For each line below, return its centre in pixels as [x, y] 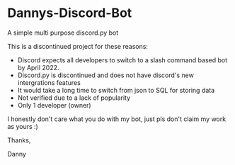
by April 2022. [38, 67]
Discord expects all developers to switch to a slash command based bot [122, 60]
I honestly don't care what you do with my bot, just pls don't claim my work [117, 119]
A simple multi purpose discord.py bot [63, 33]
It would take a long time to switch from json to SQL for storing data [116, 90]
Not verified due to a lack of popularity [74, 98]
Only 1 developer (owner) [54, 105]
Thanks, [19, 140]
